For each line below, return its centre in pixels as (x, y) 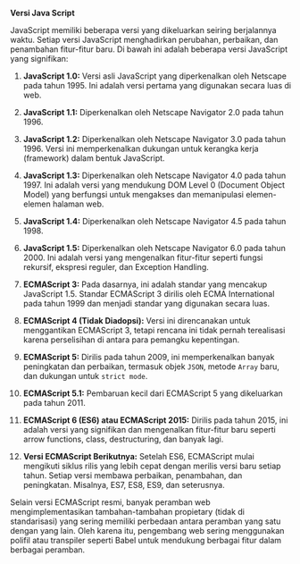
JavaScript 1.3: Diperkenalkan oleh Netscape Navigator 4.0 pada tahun (154, 175)
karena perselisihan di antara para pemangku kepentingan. (131, 340)
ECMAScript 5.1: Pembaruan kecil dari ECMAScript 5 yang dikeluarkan (153, 393)
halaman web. (79, 204)
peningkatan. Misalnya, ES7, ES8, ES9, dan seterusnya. (124, 485)
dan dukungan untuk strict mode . (85, 376)
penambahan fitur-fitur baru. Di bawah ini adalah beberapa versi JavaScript (149, 49)
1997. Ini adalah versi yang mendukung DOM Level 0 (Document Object (154, 185)
